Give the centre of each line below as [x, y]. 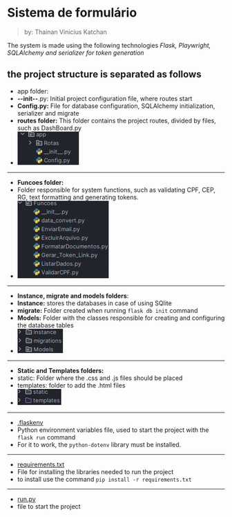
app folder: [33, 91]
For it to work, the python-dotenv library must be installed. [99, 444]
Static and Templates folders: [60, 370]
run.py [26, 499]
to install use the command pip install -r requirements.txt [104, 479]
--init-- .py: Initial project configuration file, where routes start [105, 98]
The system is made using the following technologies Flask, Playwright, [109, 45]
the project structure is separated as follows [104, 74]
